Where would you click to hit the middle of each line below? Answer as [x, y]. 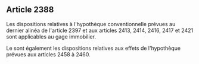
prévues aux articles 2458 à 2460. [48, 54]
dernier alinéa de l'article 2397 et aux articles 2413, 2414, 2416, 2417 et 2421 [100, 30]
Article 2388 [30, 10]
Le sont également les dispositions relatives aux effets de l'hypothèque [93, 48]
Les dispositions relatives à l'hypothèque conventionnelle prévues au [91, 24]
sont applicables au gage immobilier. [51, 36]
